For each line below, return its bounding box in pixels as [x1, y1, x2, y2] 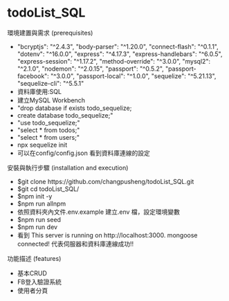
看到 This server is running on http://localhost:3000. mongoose [17, 230, 198, 239]
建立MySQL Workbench [17, 95, 85, 104]
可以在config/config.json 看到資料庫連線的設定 [17, 149, 150, 157]
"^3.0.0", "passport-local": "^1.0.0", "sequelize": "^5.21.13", [51, 71, 217, 80]
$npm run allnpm [17, 199, 66, 208]
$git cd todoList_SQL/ [17, 185, 80, 193]
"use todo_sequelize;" [17, 118, 81, 127]
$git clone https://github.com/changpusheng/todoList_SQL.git [17, 177, 194, 185]
